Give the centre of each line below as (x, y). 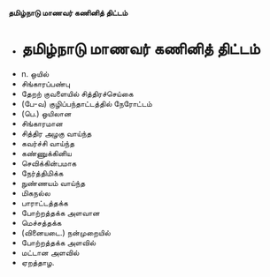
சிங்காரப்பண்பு (45, 84)
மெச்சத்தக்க (41, 222)
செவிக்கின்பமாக (49, 163)
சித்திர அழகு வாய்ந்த (56, 133)
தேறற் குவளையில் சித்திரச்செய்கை (77, 94)
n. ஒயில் (35, 73)
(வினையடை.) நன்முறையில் (66, 232)
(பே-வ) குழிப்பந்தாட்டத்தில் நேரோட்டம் (86, 103)
